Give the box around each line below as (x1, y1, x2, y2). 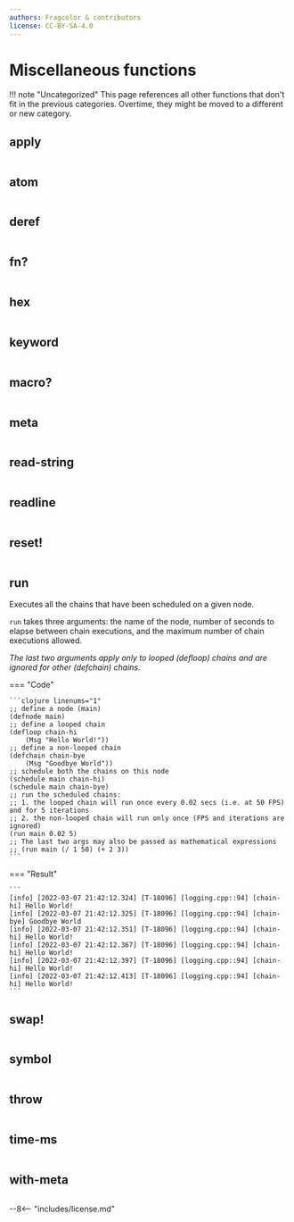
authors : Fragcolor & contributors (9, 13, 142, 22)
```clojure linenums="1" (9, 697, 102, 706)
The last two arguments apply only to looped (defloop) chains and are (9, 653, 267, 664)
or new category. (9, 108, 72, 119)
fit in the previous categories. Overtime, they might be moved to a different (9, 99, 283, 110)
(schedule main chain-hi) (9, 774, 105, 784)
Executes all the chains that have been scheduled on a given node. (9, 599, 255, 610)
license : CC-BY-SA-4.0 (9, 21, 94, 30)
